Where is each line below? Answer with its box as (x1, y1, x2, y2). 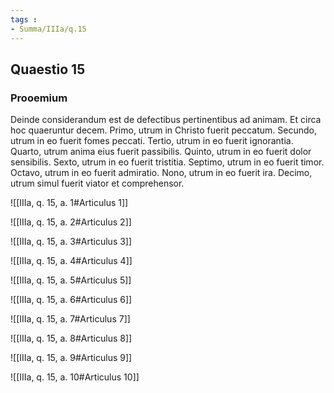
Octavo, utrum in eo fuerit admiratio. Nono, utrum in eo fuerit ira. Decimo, (10, 167, 313, 179)
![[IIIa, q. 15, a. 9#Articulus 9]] (10, 352, 133, 364)
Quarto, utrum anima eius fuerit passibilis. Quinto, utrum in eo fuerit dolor (10, 146, 312, 158)
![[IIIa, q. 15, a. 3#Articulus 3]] (10, 236, 133, 248)
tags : (10, 14, 38, 25)
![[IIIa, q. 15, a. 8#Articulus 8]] (10, 332, 133, 345)
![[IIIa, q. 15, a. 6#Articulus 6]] (10, 294, 133, 306)
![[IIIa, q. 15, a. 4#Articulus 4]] (10, 255, 133, 267)
